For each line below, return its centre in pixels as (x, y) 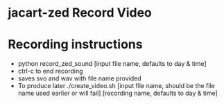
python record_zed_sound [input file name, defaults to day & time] (112, 64)
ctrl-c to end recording (50, 71)
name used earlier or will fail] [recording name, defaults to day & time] (118, 93)
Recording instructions (75, 45)
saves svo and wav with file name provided (79, 78)
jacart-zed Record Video (80, 13)
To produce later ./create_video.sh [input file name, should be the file (116, 86)
